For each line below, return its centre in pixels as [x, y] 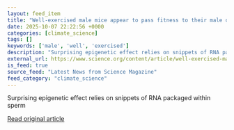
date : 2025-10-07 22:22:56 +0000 [56, 26]
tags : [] [20, 40]
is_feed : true [28, 65]
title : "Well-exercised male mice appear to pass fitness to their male [115, 20]
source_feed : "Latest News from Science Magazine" [82, 72]
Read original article [36, 119]
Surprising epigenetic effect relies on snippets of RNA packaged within [109, 98]
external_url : [28, 59]
